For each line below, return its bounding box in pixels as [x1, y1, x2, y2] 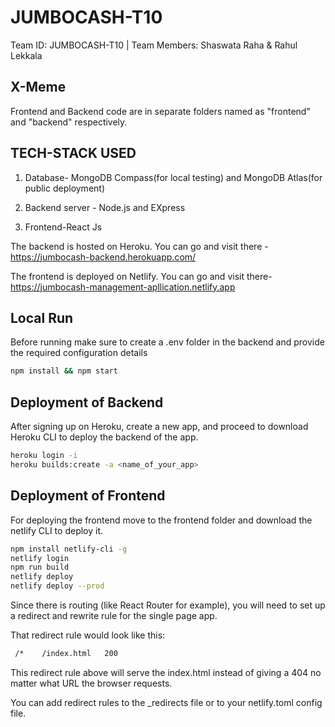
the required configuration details [10, 347, 148, 359]
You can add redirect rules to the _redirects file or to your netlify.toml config [10, 696, 323, 708]
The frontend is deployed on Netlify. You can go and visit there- [10, 270, 273, 282]
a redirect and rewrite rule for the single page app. [10, 610, 218, 621]
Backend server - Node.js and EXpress [24, 201, 186, 213]
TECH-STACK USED [10, 145, 137, 162]
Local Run [10, 309, 74, 326]
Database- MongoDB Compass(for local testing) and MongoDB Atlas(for [24, 171, 323, 183]
